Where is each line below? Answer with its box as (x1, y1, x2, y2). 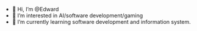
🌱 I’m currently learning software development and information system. (12, 18, 191, 25)
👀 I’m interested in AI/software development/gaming (12, 12, 143, 19)
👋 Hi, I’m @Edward (12, 6, 59, 13)
